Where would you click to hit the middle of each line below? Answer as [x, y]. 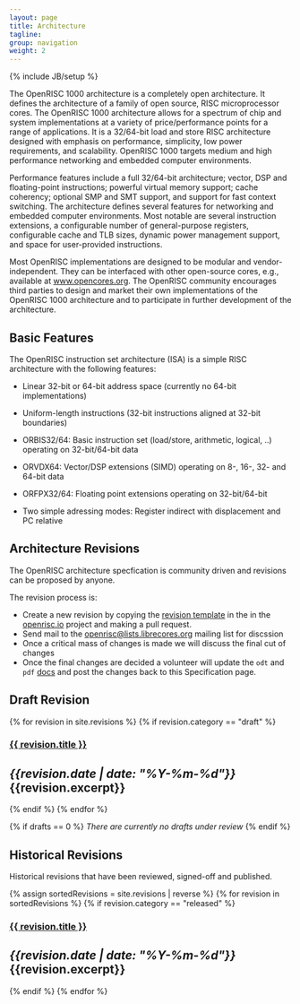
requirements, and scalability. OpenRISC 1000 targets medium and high [141, 151]
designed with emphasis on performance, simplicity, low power [126, 142]
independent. [34, 272]
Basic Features [51, 338]
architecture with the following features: [83, 368]
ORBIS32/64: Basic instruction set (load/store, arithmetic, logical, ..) [147, 439]
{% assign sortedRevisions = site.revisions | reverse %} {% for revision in [145, 894]
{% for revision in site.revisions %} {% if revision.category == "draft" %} [142, 722]
